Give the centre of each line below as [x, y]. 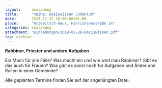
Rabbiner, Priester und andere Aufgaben [47, 51]
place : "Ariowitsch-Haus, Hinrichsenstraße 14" [60, 23]
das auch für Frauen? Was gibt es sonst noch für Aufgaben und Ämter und [80, 65]
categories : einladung [28, 28]
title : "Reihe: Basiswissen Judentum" [50, 14]
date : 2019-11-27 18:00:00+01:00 [46, 19]
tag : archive [18, 37]
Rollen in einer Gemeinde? [31, 70]
